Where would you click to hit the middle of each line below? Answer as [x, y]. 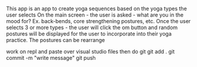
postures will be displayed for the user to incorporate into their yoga [89, 34]
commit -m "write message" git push [51, 58]
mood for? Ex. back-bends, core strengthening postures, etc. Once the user [98, 21]
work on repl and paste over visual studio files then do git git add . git [91, 52]
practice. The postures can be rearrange [56, 40]
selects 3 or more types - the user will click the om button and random [92, 27]
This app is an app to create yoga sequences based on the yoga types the [97, 9]
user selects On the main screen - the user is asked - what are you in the [95, 15]
